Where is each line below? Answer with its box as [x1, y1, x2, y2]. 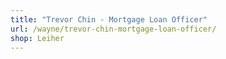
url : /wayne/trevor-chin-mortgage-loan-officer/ [10, 24, 217, 34]
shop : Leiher [10, 33, 65, 43]
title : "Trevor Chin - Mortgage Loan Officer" [10, 14, 208, 25]
